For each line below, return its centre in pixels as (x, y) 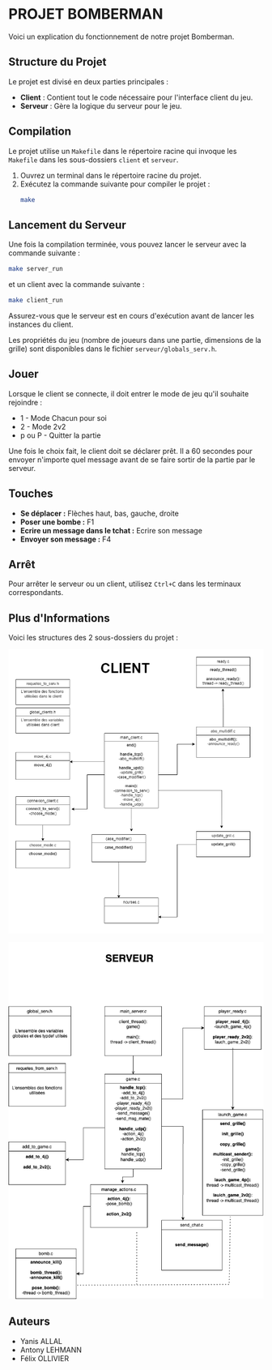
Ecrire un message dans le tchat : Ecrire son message (111, 530)
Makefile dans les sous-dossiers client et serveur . (93, 160)
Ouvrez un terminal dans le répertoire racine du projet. (111, 175)
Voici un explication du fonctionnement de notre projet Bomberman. (121, 36)
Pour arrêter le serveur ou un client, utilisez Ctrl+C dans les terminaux (125, 584)
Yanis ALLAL (41, 1341)
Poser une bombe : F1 (57, 522)
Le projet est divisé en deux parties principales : (88, 81)
